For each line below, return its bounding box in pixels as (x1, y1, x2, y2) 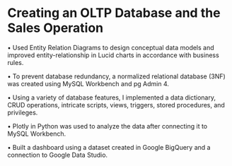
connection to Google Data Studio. (7, 150, 108, 159)
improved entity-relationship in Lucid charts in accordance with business (7, 51, 219, 59)
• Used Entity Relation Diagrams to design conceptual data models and (7, 43, 214, 52)
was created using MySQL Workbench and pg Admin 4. (7, 79, 170, 88)
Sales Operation (7, 20, 104, 36)
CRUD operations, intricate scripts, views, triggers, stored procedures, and (7, 100, 225, 109)
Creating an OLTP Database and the (7, 5, 221, 21)
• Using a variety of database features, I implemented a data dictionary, (7, 93, 216, 102)
